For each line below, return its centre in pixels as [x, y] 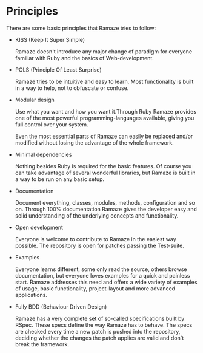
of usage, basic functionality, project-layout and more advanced [95, 288]
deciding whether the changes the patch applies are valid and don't [99, 338]
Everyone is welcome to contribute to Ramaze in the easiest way [96, 239]
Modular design [35, 100]
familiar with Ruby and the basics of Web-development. [85, 58]
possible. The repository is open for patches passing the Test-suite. [100, 245]
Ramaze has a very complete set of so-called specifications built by [100, 318]
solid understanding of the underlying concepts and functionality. [97, 215]
